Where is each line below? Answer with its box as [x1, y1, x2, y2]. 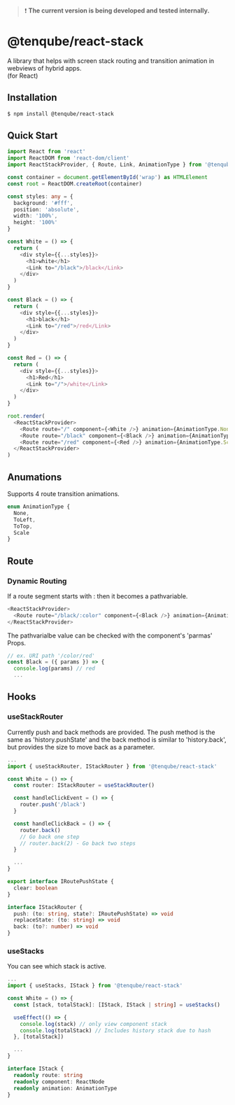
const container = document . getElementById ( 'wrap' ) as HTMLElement [7, 174, 208, 181]
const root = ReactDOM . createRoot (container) [7, 180, 142, 188]
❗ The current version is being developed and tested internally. [24, 6, 210, 15]
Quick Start [7, 129, 58, 142]
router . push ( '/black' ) [20, 801, 86, 808]
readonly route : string [13, 1071, 83, 1078]
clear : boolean [13, 885, 58, 892]
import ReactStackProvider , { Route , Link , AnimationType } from [7, 161, 201, 169]
